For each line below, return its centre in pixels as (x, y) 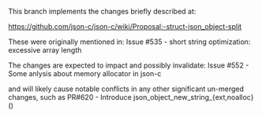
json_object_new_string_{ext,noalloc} (193, 97)
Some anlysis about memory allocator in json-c (85, 73)
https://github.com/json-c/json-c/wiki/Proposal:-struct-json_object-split (125, 26)
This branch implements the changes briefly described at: (102, 11)
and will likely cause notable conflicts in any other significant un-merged (126, 89)
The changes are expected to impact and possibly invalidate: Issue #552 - (129, 65)
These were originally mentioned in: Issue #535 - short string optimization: (129, 42)
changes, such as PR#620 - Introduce (70, 97)
